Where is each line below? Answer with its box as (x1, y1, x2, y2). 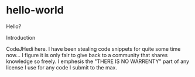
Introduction (6, 34, 36, 41)
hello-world (6, 3, 64, 17)
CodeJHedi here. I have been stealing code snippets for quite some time (6, 45, 181, 52)
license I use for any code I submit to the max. (6, 64, 117, 71)
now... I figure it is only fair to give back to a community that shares (6, 51, 168, 58)
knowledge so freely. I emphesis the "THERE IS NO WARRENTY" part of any (6, 58, 189, 65)
